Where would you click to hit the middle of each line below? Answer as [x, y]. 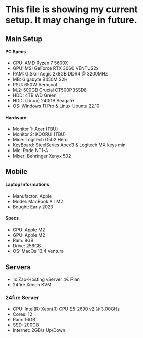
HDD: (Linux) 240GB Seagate [43, 100]
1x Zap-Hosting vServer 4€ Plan [46, 279]
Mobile [16, 172]
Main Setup [24, 39]
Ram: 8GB [23, 240]
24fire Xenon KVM [32, 284]
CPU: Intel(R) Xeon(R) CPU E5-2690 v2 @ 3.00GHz [66, 309]
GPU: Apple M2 [29, 235]
